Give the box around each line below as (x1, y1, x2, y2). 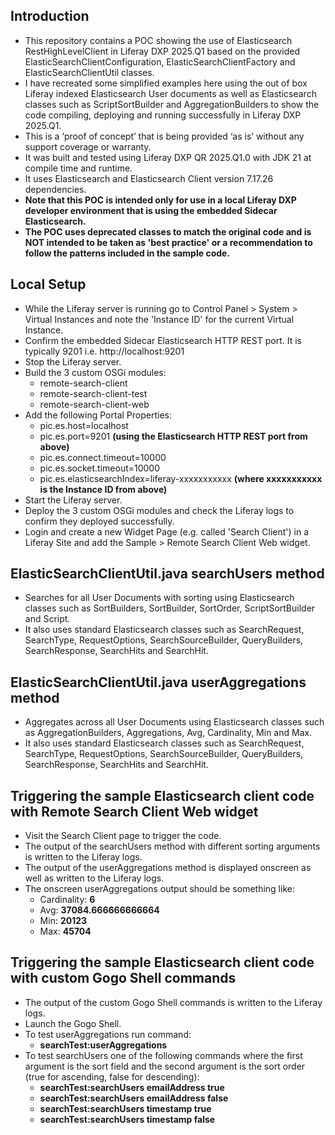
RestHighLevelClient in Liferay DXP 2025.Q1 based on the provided (24, 45, 301, 57)
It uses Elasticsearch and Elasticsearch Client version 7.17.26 (24, 172, 274, 184)
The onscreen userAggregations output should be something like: (24, 883, 295, 895)
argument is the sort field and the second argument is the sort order (24, 1060, 306, 1072)
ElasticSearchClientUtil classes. (24, 66, 155, 78)
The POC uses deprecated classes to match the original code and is (24, 225, 312, 238)
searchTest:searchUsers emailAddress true (39, 1081, 225, 1093)
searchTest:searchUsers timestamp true (39, 1102, 212, 1114)
